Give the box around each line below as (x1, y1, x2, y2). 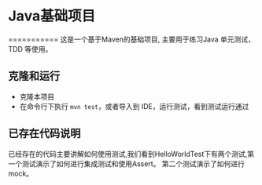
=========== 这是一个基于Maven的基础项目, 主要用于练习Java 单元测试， (8, 34, 256, 44)
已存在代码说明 (8, 127, 81, 140)
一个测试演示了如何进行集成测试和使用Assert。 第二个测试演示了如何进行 (8, 158, 245, 169)
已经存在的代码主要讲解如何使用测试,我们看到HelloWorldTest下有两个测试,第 (8, 149, 255, 158)
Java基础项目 (8, 7, 96, 25)
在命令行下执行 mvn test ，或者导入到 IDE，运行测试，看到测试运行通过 (19, 101, 249, 111)
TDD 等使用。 (8, 44, 53, 53)
